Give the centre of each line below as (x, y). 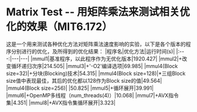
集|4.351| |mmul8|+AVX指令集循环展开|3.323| (61, 103)
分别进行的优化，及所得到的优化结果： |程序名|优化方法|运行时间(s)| (93, 51)
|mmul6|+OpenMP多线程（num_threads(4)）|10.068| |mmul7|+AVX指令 (92, 95)
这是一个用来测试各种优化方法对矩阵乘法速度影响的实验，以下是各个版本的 (96, 44)
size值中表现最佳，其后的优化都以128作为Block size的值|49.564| (84, 80)
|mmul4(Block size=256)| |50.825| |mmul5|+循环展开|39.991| (80, 88)
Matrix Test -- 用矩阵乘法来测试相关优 (98, 12)
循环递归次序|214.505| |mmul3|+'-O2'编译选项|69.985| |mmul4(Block (94, 66)
